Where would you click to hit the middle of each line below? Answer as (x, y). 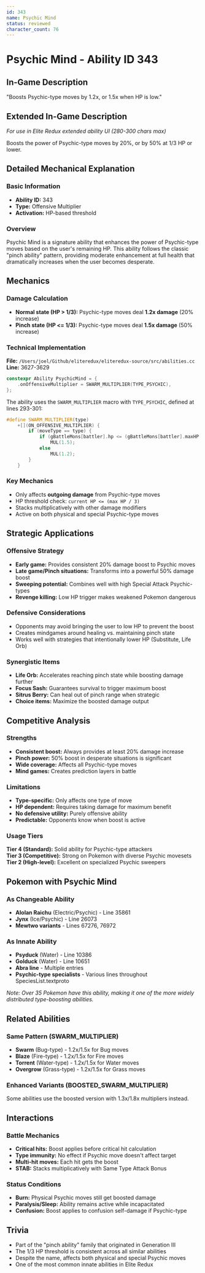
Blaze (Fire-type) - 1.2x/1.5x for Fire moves (69, 1056)
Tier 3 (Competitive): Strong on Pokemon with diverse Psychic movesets (99, 856)
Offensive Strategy (35, 551)
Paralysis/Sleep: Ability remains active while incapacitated (90, 1204)
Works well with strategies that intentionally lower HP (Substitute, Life (103, 639)
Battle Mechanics (33, 1135)
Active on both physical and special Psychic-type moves (87, 514)
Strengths (21, 738)
